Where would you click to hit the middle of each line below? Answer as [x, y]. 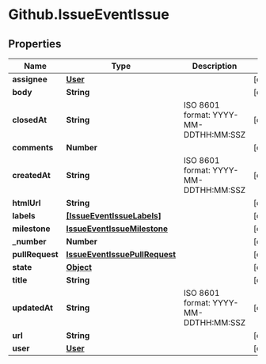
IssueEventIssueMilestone [117, 229]
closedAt [30, 120]
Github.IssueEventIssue [89, 15]
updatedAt [33, 308]
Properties [35, 44]
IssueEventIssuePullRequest [121, 254]
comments [33, 148]
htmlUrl [27, 203]
